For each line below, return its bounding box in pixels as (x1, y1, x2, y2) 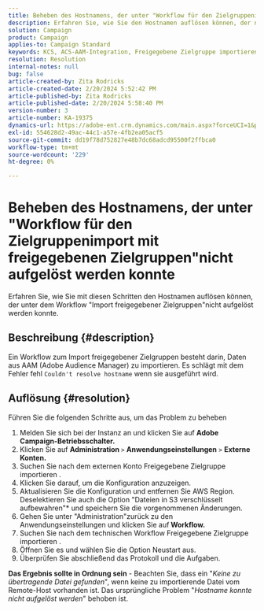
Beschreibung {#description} (8, 331, 155, 345)
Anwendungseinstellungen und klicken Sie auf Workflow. (19, 520, 206, 529)
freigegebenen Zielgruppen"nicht (8, 249, 233, 267)
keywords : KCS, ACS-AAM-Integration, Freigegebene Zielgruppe (8, 48, 216, 56)
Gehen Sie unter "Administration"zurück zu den (19, 511, 174, 520)
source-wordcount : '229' (8, 150, 90, 158)
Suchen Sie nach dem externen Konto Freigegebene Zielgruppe (19, 461, 226, 471)
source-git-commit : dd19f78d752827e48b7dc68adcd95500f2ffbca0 (8, 135, 216, 144)
